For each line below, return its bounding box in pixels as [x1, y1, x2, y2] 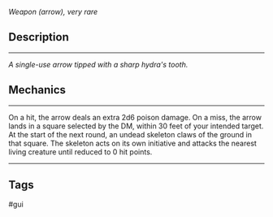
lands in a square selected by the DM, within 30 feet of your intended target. [8, 121, 264, 131]
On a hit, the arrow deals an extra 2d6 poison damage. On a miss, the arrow [8, 112, 262, 122]
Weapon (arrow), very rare [8, 7, 98, 16]
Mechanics [8, 83, 67, 97]
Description [8, 30, 69, 44]
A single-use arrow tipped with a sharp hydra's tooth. [8, 59, 188, 69]
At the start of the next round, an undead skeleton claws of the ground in [8, 129, 252, 139]
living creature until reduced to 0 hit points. [8, 146, 153, 157]
